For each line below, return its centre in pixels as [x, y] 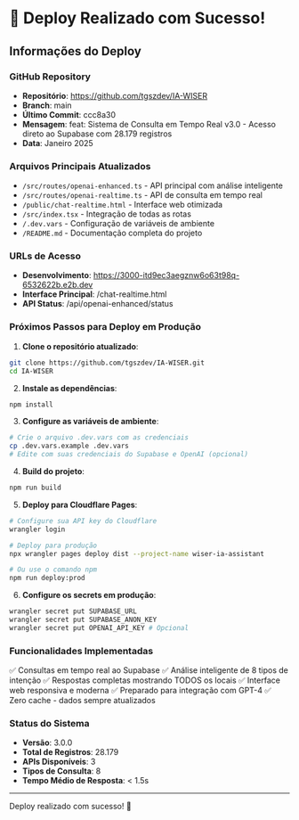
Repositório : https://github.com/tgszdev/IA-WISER [115, 95]
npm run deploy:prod [48, 578]
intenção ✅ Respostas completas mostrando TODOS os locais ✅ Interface [145, 680]
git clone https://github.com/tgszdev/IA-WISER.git [107, 363]
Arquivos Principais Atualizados [80, 166]
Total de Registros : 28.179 [70, 752]
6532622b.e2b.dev [57, 285]
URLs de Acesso [45, 256]
